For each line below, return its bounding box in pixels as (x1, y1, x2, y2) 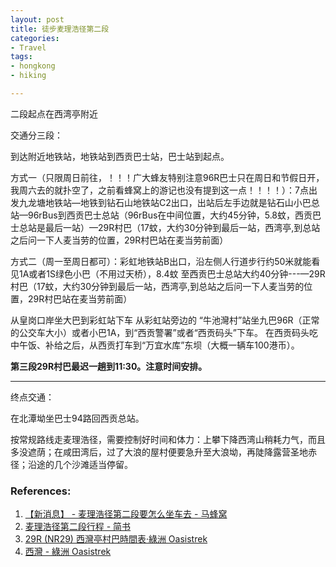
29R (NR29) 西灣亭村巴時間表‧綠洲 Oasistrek (24, 533, 208, 545)
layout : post (10, 14, 65, 25)
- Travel (10, 42, 47, 53)
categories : (10, 33, 60, 43)
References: (10, 484, 72, 498)
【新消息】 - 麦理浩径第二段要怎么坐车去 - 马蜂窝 (24, 508, 228, 520)
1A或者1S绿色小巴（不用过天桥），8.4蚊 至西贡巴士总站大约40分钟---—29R (18, 267, 326, 280)
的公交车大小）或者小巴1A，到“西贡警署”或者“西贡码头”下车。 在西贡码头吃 (10, 326, 318, 338)
